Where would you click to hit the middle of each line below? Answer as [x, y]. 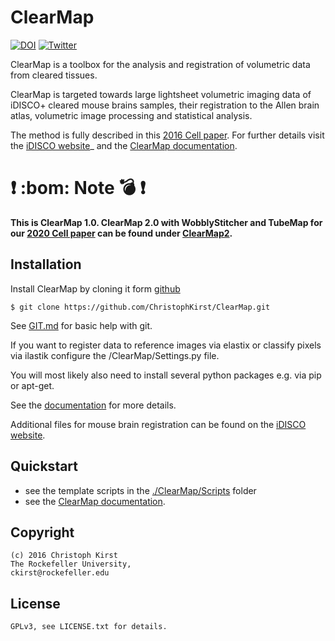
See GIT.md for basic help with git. [81, 325]
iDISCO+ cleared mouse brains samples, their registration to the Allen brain [165, 105]
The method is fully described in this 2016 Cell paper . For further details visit [167, 135]
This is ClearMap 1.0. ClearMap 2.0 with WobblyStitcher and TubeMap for [166, 222]
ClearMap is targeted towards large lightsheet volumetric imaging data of [161, 94]
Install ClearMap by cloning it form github [95, 288]
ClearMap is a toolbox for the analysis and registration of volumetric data [160, 64]
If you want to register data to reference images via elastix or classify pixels [166, 345]
